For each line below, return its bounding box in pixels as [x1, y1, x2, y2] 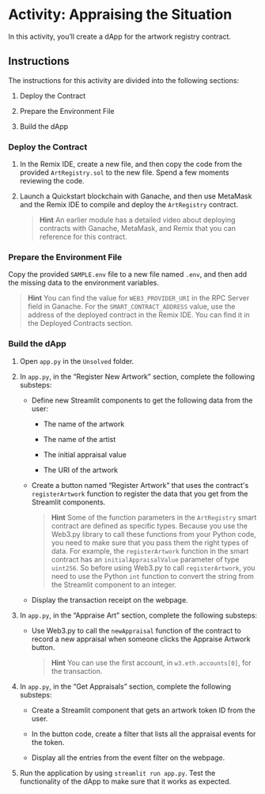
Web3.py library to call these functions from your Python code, [51, 529, 257, 539]
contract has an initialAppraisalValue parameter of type [51, 554, 240, 564]
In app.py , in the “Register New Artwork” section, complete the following [19, 372, 256, 381]
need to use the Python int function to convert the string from [51, 571, 255, 580]
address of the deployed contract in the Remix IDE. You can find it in [27, 310, 251, 319]
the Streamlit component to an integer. [51, 580, 176, 589]
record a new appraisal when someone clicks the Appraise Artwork [31, 634, 251, 644]
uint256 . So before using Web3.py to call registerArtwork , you [51, 563, 256, 573]
